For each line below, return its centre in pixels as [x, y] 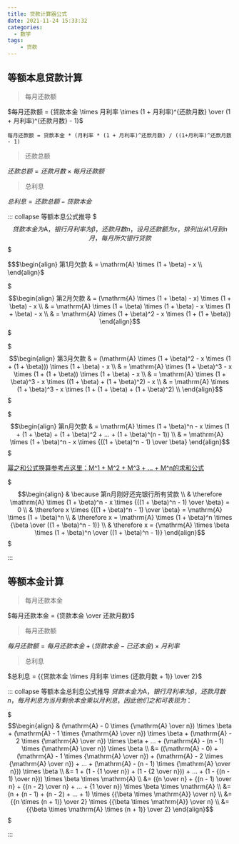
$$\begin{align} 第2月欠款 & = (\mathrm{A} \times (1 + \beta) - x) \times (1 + [120, 298]
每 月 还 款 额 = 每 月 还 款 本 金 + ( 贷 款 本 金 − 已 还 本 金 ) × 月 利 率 [93, 645]
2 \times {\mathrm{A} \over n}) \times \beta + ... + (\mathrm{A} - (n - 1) [120, 740]
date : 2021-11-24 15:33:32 [47, 21]
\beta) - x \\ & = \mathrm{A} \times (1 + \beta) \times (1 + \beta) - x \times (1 [120, 306]
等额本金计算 [36, 582]
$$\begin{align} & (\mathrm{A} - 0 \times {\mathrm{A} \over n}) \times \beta [120, 725]
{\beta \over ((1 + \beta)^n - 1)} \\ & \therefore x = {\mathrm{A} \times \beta [120, 525]
